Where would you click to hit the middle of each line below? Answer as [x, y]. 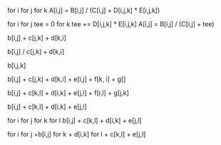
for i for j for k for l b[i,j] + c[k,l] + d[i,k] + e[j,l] [74, 120]
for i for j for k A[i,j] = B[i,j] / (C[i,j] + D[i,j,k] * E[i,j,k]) [84, 10]
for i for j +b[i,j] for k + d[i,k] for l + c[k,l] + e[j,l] [77, 134]
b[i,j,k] [17, 65]
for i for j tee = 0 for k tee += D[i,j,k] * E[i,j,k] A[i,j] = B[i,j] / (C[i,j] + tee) [111, 24]
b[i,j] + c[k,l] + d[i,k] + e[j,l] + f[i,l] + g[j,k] [68, 93]
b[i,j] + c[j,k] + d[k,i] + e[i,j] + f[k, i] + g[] [67, 79]
